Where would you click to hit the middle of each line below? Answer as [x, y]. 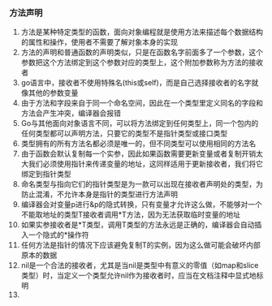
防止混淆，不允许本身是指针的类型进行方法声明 [99, 194]
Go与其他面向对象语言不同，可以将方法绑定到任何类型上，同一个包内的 [140, 123]
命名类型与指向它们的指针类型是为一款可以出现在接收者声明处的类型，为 [142, 184]
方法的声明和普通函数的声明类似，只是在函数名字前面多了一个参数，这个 [142, 52]
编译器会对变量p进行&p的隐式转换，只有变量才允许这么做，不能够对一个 [141, 205]
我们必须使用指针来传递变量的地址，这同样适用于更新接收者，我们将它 [145, 164]
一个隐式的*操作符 [58, 235]
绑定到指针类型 [46, 174]
